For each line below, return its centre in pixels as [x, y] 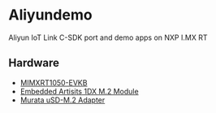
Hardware [34, 63]
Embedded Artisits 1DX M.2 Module [80, 91]
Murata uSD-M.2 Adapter [63, 100]
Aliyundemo [50, 15]
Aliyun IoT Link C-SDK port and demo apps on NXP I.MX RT [108, 37]
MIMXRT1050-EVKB [54, 82]
